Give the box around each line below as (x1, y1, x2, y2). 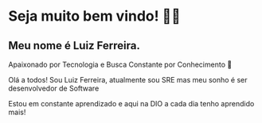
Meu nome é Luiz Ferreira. (8, 39, 141, 52)
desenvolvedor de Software (8, 83, 100, 93)
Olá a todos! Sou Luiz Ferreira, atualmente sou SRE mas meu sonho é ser (8, 75, 248, 84)
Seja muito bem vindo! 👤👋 (8, 7, 181, 25)
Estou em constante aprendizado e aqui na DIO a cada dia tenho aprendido (8, 99, 255, 108)
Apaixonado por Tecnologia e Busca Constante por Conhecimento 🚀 (8, 60, 233, 69)
